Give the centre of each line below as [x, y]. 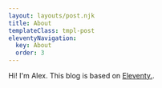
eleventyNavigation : [43, 38]
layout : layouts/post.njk [51, 16]
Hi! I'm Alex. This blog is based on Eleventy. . [81, 76]
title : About [30, 23]
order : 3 [30, 53]
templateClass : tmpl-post [51, 30]
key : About [34, 46]
